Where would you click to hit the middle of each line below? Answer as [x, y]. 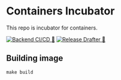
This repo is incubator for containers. [52, 28]
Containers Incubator [60, 11]
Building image [35, 58]
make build [20, 72]
